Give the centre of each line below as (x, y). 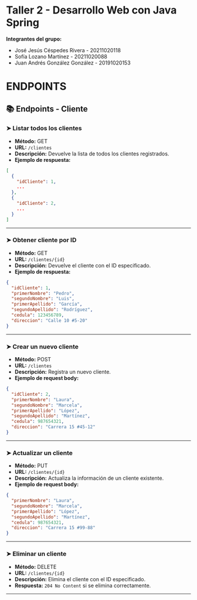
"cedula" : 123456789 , (38, 315)
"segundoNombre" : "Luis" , (43, 299)
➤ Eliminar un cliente (36, 554)
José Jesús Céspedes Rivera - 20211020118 (68, 50)
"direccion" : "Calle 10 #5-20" (50, 320)
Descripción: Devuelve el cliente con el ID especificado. (83, 265)
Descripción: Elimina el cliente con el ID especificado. (80, 579)
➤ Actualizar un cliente (40, 453)
